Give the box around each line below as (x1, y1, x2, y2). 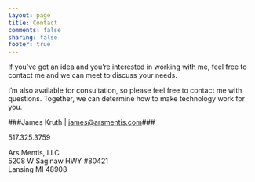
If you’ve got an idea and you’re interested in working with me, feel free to (8, 62, 247, 71)
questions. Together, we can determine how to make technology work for (8, 94, 246, 104)
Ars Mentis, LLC (8, 148, 60, 158)
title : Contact (8, 19, 58, 27)
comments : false (8, 26, 61, 34)
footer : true (8, 41, 51, 49)
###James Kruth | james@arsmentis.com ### (8, 118, 155, 127)
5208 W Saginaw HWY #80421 (8, 156, 108, 166)
